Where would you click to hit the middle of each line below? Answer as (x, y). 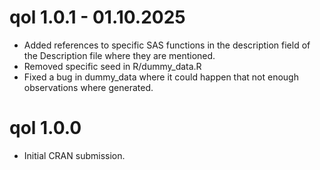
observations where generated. (88, 87)
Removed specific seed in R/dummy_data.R (112, 66)
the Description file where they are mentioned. (119, 55)
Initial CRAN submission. (74, 155)
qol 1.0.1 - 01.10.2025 (97, 17)
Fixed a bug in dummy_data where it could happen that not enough (161, 77)
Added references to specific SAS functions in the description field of (167, 45)
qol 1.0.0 (45, 128)
